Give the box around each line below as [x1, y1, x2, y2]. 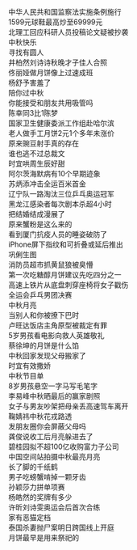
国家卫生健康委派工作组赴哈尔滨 [8, 118, 114, 128]
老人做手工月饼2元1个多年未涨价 [8, 129, 115, 137]
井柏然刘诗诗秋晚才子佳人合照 [8, 57, 107, 67]
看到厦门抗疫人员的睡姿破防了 [8, 230, 107, 239]
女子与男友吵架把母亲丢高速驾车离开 [8, 401, 129, 411]
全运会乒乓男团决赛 [8, 290, 73, 299]
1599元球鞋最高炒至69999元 [8, 17, 103, 27]
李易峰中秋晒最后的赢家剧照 [8, 391, 101, 400]
